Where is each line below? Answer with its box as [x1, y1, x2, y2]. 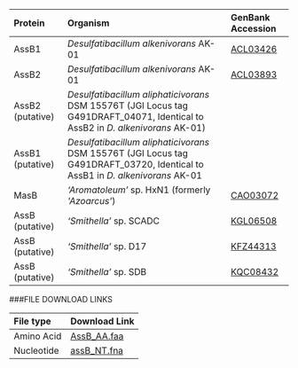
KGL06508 [230, 215, 278, 227]
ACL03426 [230, 43, 278, 55]
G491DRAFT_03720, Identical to [67, 159, 204, 170]
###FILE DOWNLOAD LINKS [9, 294, 113, 304]
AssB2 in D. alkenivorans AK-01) [67, 121, 206, 134]
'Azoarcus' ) [67, 195, 116, 207]
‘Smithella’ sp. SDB [67, 266, 147, 278]
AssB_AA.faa [70, 330, 124, 342]
